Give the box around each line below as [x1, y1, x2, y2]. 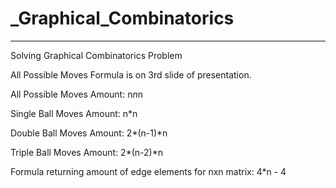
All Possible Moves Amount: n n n [10, 88, 143, 100]
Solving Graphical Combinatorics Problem [10, 49, 183, 61]
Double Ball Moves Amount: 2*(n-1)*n [10, 127, 168, 139]
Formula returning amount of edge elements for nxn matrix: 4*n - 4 [10, 165, 287, 177]
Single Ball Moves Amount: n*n [10, 107, 138, 119]
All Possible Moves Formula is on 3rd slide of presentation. [10, 68, 252, 81]
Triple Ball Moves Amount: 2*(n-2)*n [10, 146, 163, 158]
